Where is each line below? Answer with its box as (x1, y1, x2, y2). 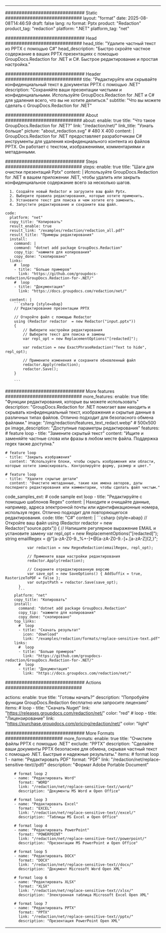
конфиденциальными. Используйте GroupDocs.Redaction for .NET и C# (5, 92, 155, 98)
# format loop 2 (14, 771, 48, 776)
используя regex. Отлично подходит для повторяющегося (5, 510, 127, 515)
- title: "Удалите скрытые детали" (5, 476, 79, 481)
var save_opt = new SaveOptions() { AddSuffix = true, (27, 571, 142, 576)
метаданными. (5, 149, 36, 155)
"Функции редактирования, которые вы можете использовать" (5, 399, 139, 405)
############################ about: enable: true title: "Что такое (5, 117, 156, 123)
